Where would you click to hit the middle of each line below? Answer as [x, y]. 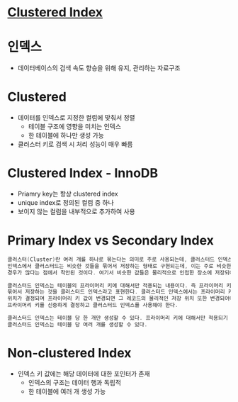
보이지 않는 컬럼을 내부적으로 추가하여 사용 [76, 211]
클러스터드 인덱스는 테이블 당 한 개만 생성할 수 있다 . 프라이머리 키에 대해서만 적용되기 [118, 318]
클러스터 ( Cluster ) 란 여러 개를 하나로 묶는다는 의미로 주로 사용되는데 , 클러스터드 [111, 259]
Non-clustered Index [69, 353]
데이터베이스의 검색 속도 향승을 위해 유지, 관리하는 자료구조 [99, 68]
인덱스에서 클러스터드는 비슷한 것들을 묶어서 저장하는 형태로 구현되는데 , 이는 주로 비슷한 [119, 266]
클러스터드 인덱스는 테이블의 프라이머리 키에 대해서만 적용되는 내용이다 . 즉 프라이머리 [115, 285]
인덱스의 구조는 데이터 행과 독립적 [75, 382]
